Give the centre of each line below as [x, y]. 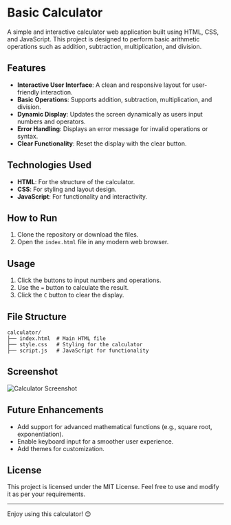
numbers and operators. [51, 121]
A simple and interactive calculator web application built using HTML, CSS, [113, 32]
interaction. [57, 92]
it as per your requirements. [46, 494]
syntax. [27, 136]
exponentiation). [40, 434]
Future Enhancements [56, 410]
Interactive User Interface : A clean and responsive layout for [104, 85]
